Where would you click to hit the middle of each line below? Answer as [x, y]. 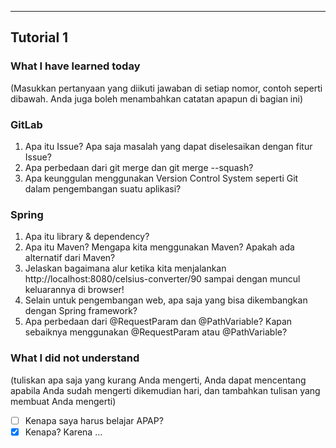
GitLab [26, 124]
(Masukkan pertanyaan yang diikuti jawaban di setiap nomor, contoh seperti [166, 88]
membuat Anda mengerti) [63, 401]
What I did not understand [75, 358]
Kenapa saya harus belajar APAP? [94, 420]
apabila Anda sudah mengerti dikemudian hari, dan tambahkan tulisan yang [165, 390]
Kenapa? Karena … [63, 432]
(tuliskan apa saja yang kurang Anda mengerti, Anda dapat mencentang [158, 380]
